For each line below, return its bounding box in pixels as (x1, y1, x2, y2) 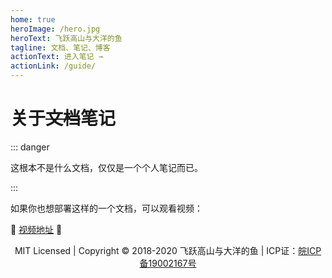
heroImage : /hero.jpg (10, 24, 101, 34)
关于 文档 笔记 (10, 107, 117, 130)
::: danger (10, 141, 50, 153)
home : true (10, 14, 56, 25)
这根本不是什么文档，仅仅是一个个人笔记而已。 (10, 161, 203, 173)
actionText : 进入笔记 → (10, 52, 103, 62)
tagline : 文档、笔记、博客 (10, 42, 111, 53)
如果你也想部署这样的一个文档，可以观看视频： (10, 202, 203, 214)
